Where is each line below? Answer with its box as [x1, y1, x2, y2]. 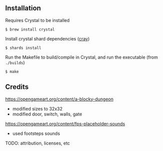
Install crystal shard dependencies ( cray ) [5, 35, 90, 41]
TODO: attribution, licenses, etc [5, 140, 70, 146]
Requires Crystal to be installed [5, 17, 70, 23]
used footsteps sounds [12, 130, 60, 136]
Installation [5, 4, 41, 12]
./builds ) [5, 59, 25, 65]
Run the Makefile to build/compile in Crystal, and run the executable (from [5, 54, 158, 60]
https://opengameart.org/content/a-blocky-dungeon [5, 96, 114, 102]
